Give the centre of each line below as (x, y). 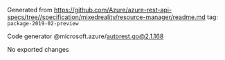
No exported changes (38, 49)
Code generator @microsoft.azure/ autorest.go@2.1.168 (85, 36)
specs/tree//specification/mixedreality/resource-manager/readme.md (106, 17)
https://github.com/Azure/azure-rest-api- (113, 10)
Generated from (30, 10)
